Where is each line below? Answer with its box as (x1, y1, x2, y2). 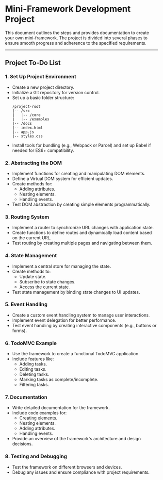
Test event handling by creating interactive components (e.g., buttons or (12, 322, 157, 328)
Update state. (19, 273, 47, 280)
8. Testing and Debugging (5, 453, 67, 460)
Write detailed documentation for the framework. (12, 405, 110, 411)
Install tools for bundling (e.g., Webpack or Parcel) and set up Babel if (12, 142, 151, 148)
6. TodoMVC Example (5, 340, 57, 347)
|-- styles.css (12, 133, 43, 139)
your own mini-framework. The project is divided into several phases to (5, 35, 148, 41)
